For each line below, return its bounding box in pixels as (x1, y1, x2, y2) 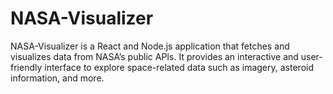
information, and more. (10, 72, 105, 84)
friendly (10, 61, 43, 73)
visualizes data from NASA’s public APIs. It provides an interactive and (10, 50, 299, 62)
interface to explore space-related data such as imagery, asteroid (44, 61, 314, 73)
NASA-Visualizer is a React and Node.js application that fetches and (10, 40, 290, 52)
